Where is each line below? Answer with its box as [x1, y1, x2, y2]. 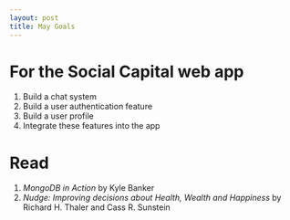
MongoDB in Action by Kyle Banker [22, 183, 155, 194]
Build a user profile [22, 110, 94, 121]
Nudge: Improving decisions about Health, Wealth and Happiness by [22, 193, 282, 204]
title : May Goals [9, 22, 76, 31]
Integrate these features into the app [22, 120, 161, 131]
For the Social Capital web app [9, 61, 244, 82]
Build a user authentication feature [22, 101, 153, 112]
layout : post [9, 13, 59, 23]
